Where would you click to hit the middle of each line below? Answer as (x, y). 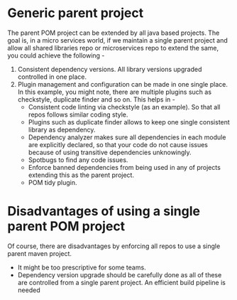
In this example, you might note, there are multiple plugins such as (114, 92)
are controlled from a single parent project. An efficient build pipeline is (121, 282)
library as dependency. (62, 129)
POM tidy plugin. (53, 182)
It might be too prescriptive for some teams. (82, 267)
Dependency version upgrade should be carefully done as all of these (120, 274)
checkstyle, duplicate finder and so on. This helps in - (96, 99)
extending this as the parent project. (81, 175)
